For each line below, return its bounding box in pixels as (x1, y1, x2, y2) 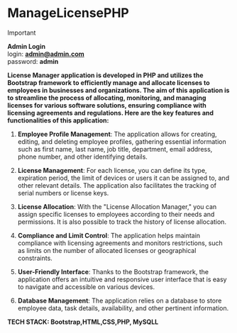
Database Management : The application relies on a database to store (17, 296, 222, 305)
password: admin (7, 57, 59, 65)
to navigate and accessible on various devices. (17, 282, 155, 291)
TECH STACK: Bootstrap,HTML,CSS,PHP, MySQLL (7, 317, 159, 326)
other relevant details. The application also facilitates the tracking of (17, 181, 217, 189)
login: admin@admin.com (7, 50, 84, 58)
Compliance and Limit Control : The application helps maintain (17, 231, 201, 239)
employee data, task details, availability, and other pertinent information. (17, 303, 229, 312)
